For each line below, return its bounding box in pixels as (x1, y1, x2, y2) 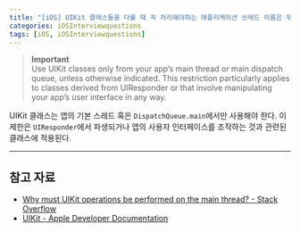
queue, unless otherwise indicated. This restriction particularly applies (30, 73, 290, 84)
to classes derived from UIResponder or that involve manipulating (30, 82, 272, 94)
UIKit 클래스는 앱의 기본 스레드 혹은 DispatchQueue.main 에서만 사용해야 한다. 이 (9, 111, 287, 121)
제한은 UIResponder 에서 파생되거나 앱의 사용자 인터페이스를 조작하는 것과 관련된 (9, 121, 287, 132)
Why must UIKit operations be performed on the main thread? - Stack (21, 194, 279, 205)
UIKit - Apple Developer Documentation (21, 213, 169, 224)
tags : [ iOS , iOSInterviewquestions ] (9, 29, 146, 38)
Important (30, 54, 70, 65)
